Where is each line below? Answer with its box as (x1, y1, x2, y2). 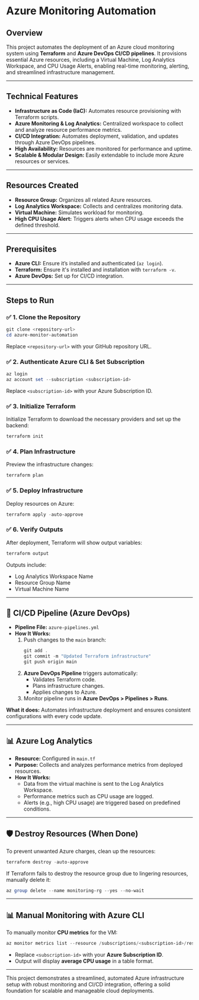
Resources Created (6, 180, 79, 191)
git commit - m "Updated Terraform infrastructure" (23, 653, 152, 659)
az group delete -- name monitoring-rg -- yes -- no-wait (6, 887, 145, 894)
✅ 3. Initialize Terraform (6, 402, 76, 410)
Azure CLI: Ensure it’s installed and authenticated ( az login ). (14, 260, 163, 267)
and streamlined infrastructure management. (6, 69, 115, 75)
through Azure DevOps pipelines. (14, 138, 96, 146)
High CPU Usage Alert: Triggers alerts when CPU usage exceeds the (14, 215, 184, 222)
